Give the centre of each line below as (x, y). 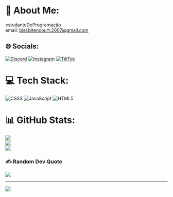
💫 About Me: (32, 11)
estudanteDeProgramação (33, 25)
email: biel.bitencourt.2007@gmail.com (47, 30)
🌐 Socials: (22, 47)
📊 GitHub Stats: (40, 120)
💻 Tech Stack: (37, 80)
